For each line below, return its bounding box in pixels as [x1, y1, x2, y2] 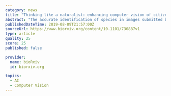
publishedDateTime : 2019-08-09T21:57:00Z [5, 21, 95, 27]
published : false [5, 45, 42, 51]
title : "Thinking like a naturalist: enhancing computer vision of [5, 12, 152, 17]
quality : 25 [5, 36, 31, 41]
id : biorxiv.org [10, 64, 44, 69]
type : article [5, 31, 36, 36]
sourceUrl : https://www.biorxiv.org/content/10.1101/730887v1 [5, 27, 140, 32]
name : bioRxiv [10, 59, 40, 64]
